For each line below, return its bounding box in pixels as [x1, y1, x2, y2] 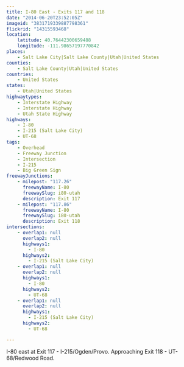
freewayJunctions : [6, 173, 53, 180]
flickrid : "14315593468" [6, 26, 69, 32]
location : [6, 32, 32, 38]
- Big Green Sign [17, 167, 62, 173]
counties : [6, 60, 32, 66]
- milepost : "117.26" [17, 179, 72, 185]
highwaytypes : [6, 94, 43, 100]
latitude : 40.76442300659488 [17, 37, 91, 43]
